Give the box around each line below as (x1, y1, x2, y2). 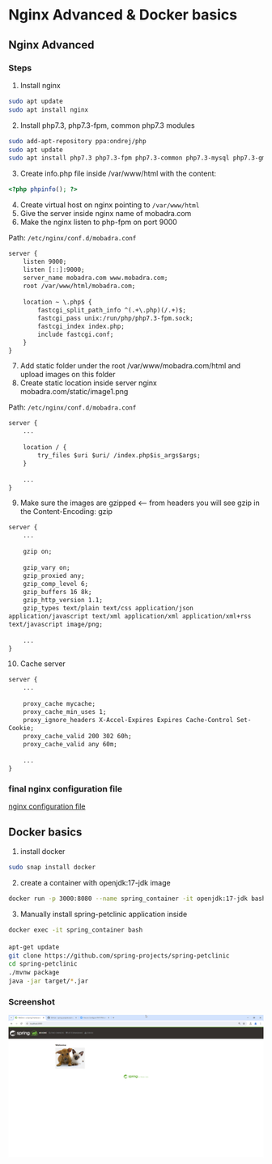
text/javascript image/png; (8, 621, 104, 629)
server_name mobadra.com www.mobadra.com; (23, 274, 168, 283)
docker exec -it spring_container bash (8, 925, 143, 934)
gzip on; (23, 548, 53, 556)
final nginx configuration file (8, 784, 123, 795)
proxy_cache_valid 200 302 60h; (23, 733, 132, 741)
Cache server (19, 659, 66, 669)
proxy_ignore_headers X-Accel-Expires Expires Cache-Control (23, 716, 233, 724)
